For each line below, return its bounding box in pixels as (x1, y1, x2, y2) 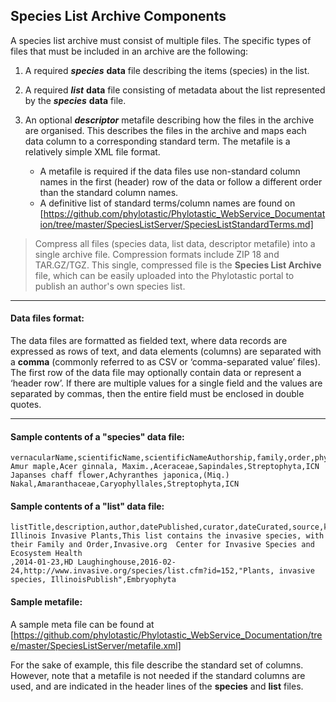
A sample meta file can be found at (10, 618, 155, 630)
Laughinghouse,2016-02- (77, 557, 177, 568)
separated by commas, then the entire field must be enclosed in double (10, 388, 305, 400)
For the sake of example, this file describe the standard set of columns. (10, 659, 304, 671)
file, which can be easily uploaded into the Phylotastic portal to (34, 269, 295, 281)
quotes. (10, 399, 42, 411)
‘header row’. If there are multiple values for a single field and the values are (10, 377, 323, 389)
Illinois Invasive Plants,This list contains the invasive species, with (10, 531, 325, 541)
